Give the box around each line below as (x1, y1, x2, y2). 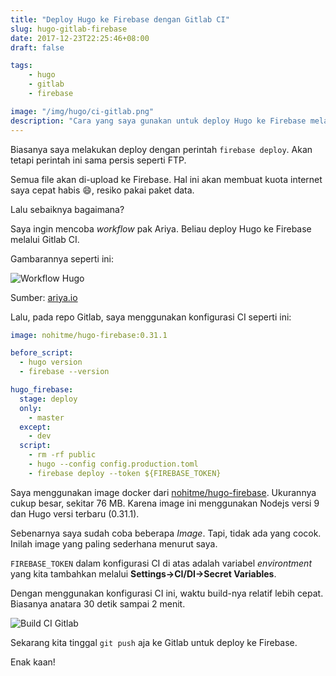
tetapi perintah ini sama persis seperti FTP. (10, 154, 187, 166)
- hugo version (19, 357, 83, 368)
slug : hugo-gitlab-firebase (10, 24, 128, 34)
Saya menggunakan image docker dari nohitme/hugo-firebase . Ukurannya (10, 486, 317, 498)
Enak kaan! (10, 656, 56, 668)
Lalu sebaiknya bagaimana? (10, 203, 125, 215)
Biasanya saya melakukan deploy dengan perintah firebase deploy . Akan (10, 143, 313, 155)
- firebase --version (19, 367, 110, 377)
